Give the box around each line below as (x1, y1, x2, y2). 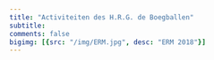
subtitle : (9, 21, 47, 30)
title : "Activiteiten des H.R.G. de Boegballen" (9, 12, 194, 22)
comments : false (9, 29, 70, 38)
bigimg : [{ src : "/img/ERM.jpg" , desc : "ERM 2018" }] (9, 37, 206, 47)
